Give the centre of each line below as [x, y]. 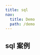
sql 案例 [18, 46]
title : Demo [23, 19]
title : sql [17, 10]
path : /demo [23, 24]
